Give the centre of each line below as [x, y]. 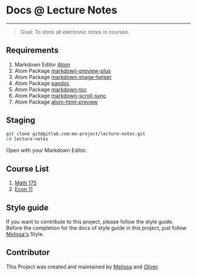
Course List [28, 168]
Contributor [28, 253]
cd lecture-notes [27, 139]
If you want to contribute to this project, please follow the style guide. [90, 222]
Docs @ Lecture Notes [62, 10]
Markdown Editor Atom [42, 64]
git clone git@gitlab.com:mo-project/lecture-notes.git [76, 134]
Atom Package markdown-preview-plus [63, 70]
